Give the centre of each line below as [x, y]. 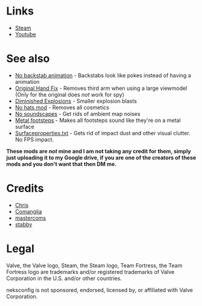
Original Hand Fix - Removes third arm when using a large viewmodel [101, 88]
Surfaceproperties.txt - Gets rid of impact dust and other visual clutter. [103, 133]
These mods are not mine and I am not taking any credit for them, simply [99, 151]
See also [28, 59]
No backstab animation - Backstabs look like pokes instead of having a [103, 75]
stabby [24, 224]
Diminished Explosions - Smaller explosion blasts [76, 101]
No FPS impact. [34, 139]
